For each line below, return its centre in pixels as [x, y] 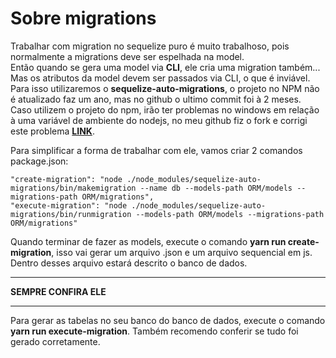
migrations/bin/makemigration [73, 188]
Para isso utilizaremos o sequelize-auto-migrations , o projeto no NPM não [165, 88]
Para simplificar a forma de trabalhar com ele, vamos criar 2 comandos [156, 150]
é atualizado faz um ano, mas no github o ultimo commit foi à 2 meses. [156, 99]
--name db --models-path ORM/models [216, 188]
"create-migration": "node [66, 179]
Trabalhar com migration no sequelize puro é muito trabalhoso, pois [150, 46]
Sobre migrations [83, 18]
